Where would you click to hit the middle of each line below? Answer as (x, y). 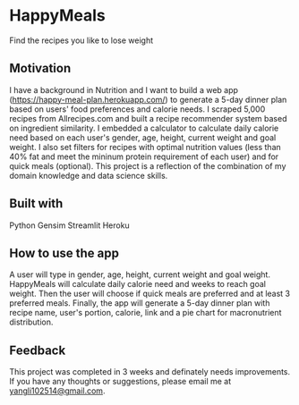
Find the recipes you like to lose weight (81, 40)
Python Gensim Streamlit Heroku (69, 225)
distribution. (31, 322)
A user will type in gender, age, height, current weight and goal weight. (140, 274)
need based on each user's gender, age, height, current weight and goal (143, 137)
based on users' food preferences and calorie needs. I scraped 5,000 (137, 109)
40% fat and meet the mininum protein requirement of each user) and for (144, 156)
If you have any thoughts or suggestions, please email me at (120, 382)
